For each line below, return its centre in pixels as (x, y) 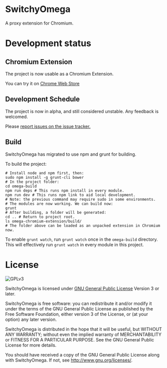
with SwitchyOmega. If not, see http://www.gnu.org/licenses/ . (69, 360)
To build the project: (26, 164)
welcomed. (17, 117)
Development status (48, 43)
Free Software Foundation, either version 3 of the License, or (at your (77, 314)
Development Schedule (43, 99)
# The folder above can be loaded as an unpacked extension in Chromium (83, 226)
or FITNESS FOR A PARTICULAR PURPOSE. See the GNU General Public (80, 339)
